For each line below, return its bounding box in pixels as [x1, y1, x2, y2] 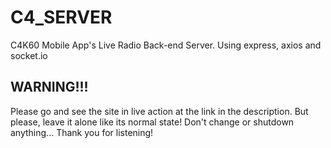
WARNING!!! [10, 79, 89, 96]
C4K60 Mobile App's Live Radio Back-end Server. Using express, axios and [10, 39, 322, 51]
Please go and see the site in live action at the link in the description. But [10, 105, 309, 117]
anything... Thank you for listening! [10, 126, 154, 138]
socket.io [10, 49, 48, 61]
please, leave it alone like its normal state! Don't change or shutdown [10, 116, 295, 128]
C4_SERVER [10, 6, 113, 29]
